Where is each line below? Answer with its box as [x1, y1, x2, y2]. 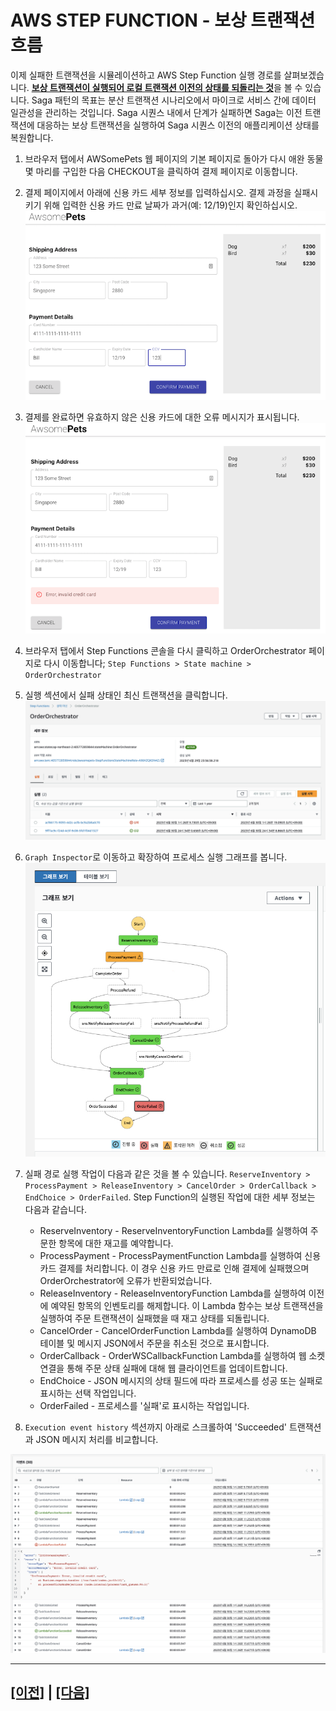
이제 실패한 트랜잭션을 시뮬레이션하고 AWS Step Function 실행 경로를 [10, 69, 282, 81]
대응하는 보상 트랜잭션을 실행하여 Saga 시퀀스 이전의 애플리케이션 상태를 [36, 119, 320, 131]
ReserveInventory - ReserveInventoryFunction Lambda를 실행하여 [39, 1224, 308, 1236]
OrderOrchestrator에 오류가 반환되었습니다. [39, 1274, 213, 1286]
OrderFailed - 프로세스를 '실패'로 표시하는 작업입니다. [39, 1399, 250, 1411]
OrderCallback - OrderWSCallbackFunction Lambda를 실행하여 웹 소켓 [39, 1349, 326, 1361]
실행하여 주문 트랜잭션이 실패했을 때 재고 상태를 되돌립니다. [39, 1312, 270, 1324]
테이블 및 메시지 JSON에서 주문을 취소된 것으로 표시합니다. [39, 1337, 270, 1349]
